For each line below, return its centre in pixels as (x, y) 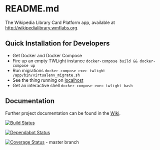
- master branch (62, 142)
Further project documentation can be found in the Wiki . (63, 113)
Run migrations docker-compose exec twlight (59, 70)
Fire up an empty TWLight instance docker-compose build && (75, 61)
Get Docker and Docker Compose (47, 55)
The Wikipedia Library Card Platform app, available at (60, 22)
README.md (32, 9)
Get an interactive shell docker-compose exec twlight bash (72, 85)
